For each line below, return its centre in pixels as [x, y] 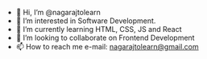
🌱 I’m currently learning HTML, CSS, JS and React [99, 29]
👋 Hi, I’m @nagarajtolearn [58, 12]
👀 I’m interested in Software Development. [86, 21]
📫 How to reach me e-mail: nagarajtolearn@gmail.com [107, 47]
